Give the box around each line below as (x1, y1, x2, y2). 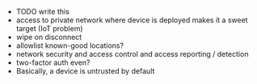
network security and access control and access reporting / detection (15, 50, 249, 58)
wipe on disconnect (15, 32, 82, 42)
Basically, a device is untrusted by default (15, 66, 155, 75)
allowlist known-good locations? (15, 41, 124, 50)
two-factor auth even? (15, 58, 91, 67)
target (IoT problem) (15, 24, 83, 33)
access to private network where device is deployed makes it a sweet (15, 15, 248, 25)
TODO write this (15, 7, 70, 16)
